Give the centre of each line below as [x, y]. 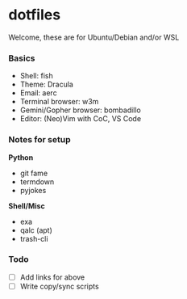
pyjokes [33, 190]
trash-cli [34, 238]
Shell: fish [37, 76]
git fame [34, 173]
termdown [37, 181]
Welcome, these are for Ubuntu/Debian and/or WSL [94, 37]
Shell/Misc [27, 206]
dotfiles [35, 15]
